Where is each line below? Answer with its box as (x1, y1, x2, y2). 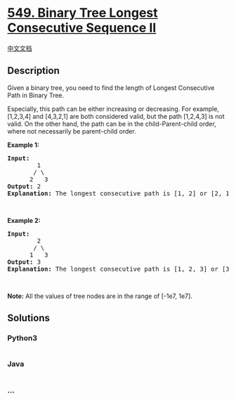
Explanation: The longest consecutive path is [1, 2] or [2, (7, 189, 223, 198)
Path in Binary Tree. (7, 91, 65, 99)
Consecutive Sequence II (7, 20, 157, 36)
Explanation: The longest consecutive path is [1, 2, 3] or (7, 265, 219, 273)
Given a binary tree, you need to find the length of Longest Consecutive (7, 83, 215, 92)
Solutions (7, 312, 51, 324)
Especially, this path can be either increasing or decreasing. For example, (7, 104, 220, 113)
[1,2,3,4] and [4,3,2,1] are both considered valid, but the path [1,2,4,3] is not (7, 112, 225, 120)
